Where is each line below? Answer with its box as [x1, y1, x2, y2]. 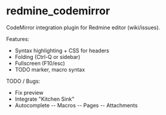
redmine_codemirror [6, 4, 110, 18]
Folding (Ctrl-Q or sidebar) [14, 53, 81, 60]
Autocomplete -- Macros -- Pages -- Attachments [14, 101, 138, 108]
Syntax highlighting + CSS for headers [14, 46, 109, 54]
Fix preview [14, 89, 44, 96]
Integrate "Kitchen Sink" [14, 95, 75, 102]
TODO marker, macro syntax [14, 66, 85, 73]
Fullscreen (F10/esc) [14, 60, 66, 67]
